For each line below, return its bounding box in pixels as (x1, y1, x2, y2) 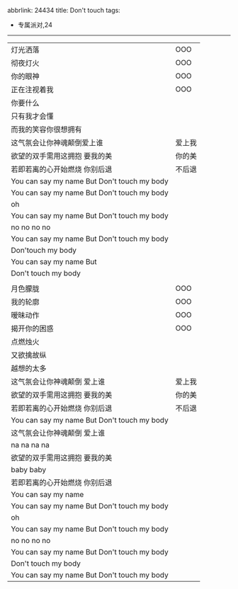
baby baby (11, 465, 47, 474)
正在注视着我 (11, 85, 55, 94)
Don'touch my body (11, 246, 76, 255)
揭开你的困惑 (11, 324, 55, 333)
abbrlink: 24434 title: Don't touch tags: (7, 6, 120, 14)
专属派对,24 (17, 21, 53, 29)
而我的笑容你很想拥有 (11, 125, 83, 134)
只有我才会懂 (11, 111, 55, 121)
